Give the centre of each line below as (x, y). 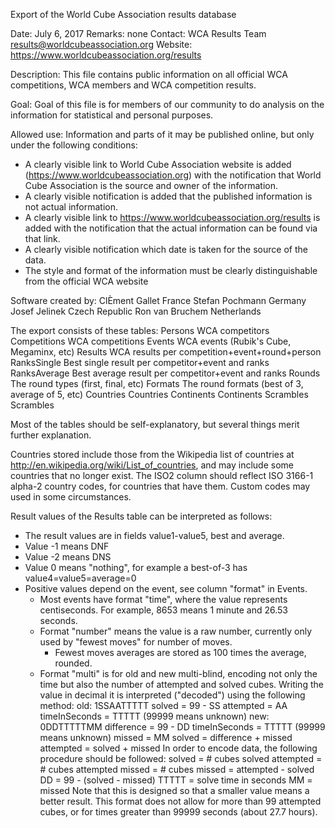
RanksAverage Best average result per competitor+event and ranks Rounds (165, 373)
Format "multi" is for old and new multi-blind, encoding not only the (178, 673)
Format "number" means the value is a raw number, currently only (176, 631)
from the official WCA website (86, 281)
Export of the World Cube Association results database (123, 14)
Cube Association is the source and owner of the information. (151, 185)
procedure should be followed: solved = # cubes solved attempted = (181, 758)
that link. (42, 238)
